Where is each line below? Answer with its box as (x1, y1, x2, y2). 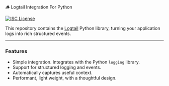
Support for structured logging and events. (12, 64, 102, 70)
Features (5, 47, 28, 54)
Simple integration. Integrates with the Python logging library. (12, 59, 140, 65)
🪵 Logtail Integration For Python (5, 4, 72, 10)
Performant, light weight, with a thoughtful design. (12, 75, 117, 81)
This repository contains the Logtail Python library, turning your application (5, 25, 160, 31)
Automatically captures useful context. (12, 69, 93, 76)
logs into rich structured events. (5, 30, 71, 36)
